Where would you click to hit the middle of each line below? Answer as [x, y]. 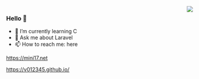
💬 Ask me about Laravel [44, 37]
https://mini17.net [27, 58]
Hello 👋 [17, 18]
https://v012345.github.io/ [38, 69]
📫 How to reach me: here [46, 45]
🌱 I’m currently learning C [46, 31]
